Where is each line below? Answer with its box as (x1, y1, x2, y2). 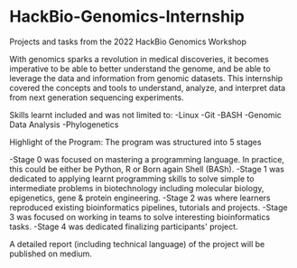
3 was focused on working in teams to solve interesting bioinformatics (9, 211, 271, 222)
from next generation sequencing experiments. (9, 92, 184, 103)
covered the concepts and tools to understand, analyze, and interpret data (9, 82, 286, 93)
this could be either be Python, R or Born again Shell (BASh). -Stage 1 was (9, 163, 284, 174)
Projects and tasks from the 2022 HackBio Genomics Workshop (9, 36, 246, 47)
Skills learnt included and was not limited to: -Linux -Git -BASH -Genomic (9, 109, 283, 120)
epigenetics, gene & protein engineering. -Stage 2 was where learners (9, 192, 271, 203)
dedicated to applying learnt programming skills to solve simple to (9, 173, 255, 184)
